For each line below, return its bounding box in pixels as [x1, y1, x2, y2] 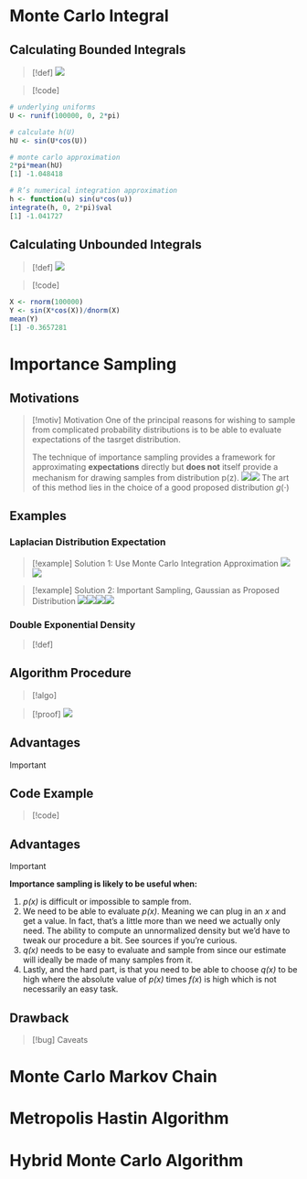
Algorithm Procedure [9, 665, 132, 681]
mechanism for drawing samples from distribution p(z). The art [31, 472, 290, 483]
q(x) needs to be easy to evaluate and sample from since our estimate [22, 945, 287, 956]
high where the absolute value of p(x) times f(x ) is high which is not [22, 974, 277, 985]
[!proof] [31, 708, 61, 719]
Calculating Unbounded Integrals [9, 237, 203, 252]
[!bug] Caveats [31, 1034, 89, 1045]
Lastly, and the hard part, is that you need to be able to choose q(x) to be [22, 964, 298, 975]
